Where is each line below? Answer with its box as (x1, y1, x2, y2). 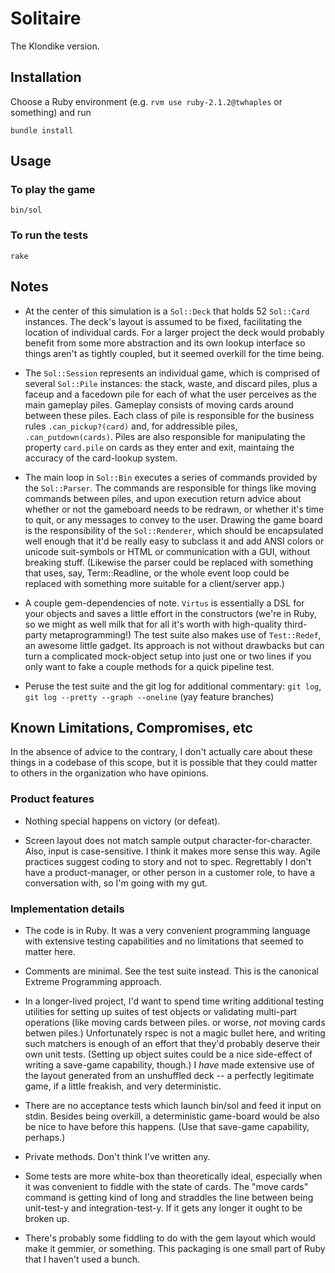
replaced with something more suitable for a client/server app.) (24, 577, 285, 589)
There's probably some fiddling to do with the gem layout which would (24, 1232, 316, 1244)
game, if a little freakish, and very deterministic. (24, 1080, 222, 1092)
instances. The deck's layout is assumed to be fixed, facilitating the (24, 315, 303, 327)
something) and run (10, 106, 92, 118)
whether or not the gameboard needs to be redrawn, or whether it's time (24, 503, 325, 515)
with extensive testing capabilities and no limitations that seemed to (24, 935, 304, 947)
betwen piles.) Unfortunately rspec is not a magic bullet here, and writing (24, 1027, 326, 1039)
